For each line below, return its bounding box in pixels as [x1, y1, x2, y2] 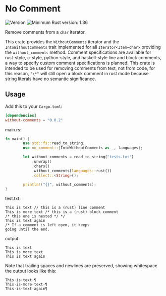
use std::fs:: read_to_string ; [23, 141, 85, 146]
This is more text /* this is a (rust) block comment [5, 209, 119, 214]
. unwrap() [31, 159, 52, 164]
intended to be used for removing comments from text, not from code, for [5, 65, 155, 71]
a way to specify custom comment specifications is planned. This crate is [5, 60, 155, 66]
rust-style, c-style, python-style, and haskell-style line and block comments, [5, 54, 162, 60]
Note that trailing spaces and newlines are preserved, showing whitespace [5, 263, 158, 269]
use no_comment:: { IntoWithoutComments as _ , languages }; [23, 145, 143, 151]
